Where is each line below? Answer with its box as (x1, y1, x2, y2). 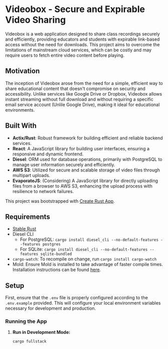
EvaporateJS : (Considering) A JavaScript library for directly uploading (12, 178, 158, 184)
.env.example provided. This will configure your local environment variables (5, 300, 161, 306)
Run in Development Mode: (12, 329, 71, 335)
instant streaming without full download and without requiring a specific (5, 96, 154, 102)
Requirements (5, 212, 50, 221)
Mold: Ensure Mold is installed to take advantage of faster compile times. (12, 261, 163, 268)
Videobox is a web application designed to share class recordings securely (5, 31, 160, 37)
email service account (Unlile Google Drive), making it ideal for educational (5, 102, 160, 108)
